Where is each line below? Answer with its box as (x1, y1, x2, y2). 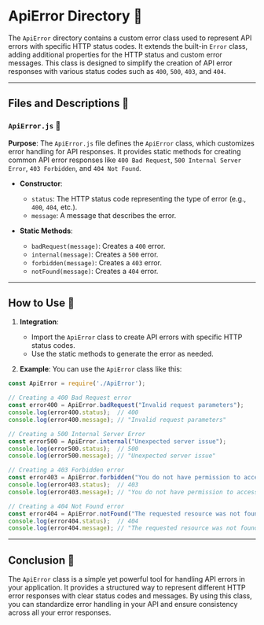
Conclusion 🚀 (8, 553, 75, 567)
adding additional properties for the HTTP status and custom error (8, 50, 222, 59)
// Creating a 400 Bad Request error (8, 394, 132, 402)
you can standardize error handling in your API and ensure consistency (8, 600, 238, 609)
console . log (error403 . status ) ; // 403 (8, 481, 139, 489)
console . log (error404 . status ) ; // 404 (8, 517, 139, 525)
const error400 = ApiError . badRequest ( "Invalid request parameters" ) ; (8, 401, 244, 409)
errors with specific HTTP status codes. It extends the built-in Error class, (8, 41, 248, 50)
